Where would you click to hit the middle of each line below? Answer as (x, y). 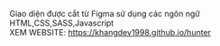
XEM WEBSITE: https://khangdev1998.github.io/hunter (110, 32)
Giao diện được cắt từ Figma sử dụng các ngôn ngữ (105, 14)
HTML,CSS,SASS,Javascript (62, 23)
